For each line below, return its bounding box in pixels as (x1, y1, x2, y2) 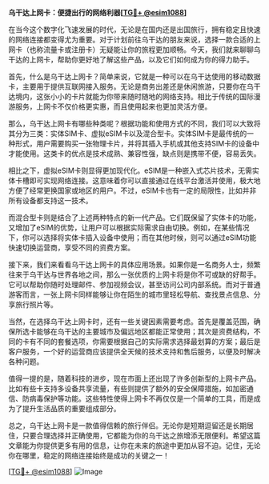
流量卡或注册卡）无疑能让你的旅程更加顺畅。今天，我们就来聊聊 (42, 45, 254, 54)
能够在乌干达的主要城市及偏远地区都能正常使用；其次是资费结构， (35, 327, 254, 336)
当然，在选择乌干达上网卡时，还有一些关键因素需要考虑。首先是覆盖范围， (8, 317, 254, 326)
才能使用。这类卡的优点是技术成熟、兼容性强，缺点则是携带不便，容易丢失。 (8, 149, 261, 158)
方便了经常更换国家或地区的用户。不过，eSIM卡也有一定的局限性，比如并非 (8, 186, 257, 195)
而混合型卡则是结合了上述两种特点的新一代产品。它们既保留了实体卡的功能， (8, 213, 261, 222)
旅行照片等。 (14, 300, 58, 309)
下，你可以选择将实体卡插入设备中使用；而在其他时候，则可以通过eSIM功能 (8, 233, 257, 242)
